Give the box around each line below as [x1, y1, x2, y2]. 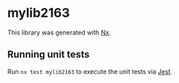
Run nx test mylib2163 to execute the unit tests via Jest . [7, 67, 173, 75]
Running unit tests [7, 49, 90, 60]
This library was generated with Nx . [7, 28, 111, 37]
